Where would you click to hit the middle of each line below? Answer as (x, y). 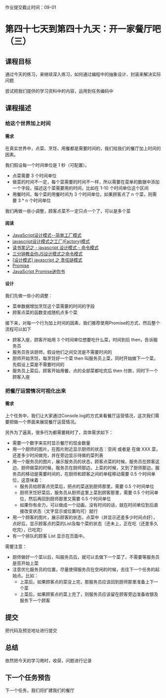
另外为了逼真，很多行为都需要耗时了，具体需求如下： (59, 433)
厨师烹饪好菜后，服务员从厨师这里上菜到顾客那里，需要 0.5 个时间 (87, 493)
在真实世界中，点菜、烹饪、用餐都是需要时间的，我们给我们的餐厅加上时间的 (83, 148)
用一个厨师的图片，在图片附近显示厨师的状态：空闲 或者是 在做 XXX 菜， (86, 449)
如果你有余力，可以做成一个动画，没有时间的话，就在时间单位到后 (87, 505)
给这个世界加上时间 (28, 124)
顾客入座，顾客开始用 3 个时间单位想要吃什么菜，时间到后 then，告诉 (83, 339)
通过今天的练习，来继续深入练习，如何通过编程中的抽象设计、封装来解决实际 (83, 74)
